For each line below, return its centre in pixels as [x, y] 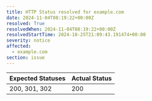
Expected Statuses [38, 78]
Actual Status [91, 78]
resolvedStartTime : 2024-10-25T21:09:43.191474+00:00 [76, 35]
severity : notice [28, 40]
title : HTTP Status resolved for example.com [65, 12]
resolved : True [26, 23]
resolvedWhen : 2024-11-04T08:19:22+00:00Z [61, 29]
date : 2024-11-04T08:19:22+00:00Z [50, 18]
